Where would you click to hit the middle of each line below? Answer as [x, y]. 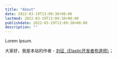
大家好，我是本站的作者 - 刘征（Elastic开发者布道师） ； [59, 51]
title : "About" [20, 9]
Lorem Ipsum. [19, 41]
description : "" [21, 27]
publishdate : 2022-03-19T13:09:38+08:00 [46, 23]
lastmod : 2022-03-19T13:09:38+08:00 [42, 18]
